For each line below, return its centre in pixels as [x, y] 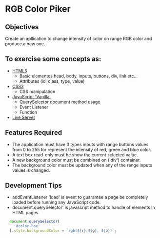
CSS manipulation [37, 92]
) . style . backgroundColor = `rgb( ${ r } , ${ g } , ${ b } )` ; [63, 231]
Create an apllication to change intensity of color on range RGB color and [79, 38]
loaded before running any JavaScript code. [56, 202]
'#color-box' [27, 226]
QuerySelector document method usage [60, 102]
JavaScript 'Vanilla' [31, 96]
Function [28, 112]
